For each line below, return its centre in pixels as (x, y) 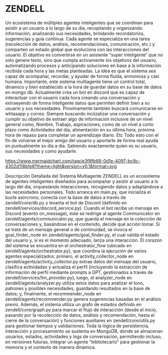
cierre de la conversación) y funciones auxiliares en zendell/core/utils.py (80, 320)
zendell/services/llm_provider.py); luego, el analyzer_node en (69, 277)
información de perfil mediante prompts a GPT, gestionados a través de (79, 272)
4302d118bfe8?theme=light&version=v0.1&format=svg (61, 166)
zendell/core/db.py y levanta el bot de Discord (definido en (66, 202)
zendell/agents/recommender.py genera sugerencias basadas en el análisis (83, 299)
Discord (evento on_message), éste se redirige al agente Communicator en (83, 213)
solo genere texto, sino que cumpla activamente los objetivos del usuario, (81, 60)
